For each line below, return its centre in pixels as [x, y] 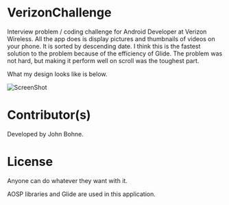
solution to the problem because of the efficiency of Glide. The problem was [115, 53]
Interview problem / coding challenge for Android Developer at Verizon [107, 32]
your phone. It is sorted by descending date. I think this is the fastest [104, 46]
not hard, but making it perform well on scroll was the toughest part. [103, 60]
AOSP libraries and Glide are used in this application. [82, 194]
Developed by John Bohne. [46, 134]
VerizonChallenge [59, 13]
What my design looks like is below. [57, 74]
